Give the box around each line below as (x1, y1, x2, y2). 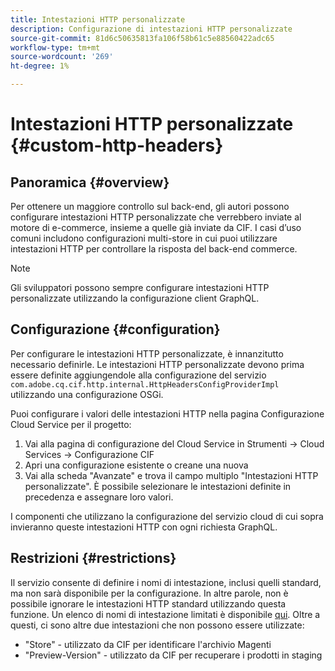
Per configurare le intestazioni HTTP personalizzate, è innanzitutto (10, 347, 284, 360)
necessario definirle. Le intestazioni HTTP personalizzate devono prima (10, 358, 305, 370)
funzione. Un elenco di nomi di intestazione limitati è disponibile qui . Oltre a (10, 608, 321, 620)
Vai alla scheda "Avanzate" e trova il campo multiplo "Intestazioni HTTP (24, 469, 319, 481)
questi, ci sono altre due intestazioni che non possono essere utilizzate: (10, 619, 305, 631)
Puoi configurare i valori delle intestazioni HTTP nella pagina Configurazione (10, 407, 325, 420)
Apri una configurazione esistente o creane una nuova (24, 459, 249, 471)
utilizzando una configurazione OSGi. (10, 388, 164, 400)
